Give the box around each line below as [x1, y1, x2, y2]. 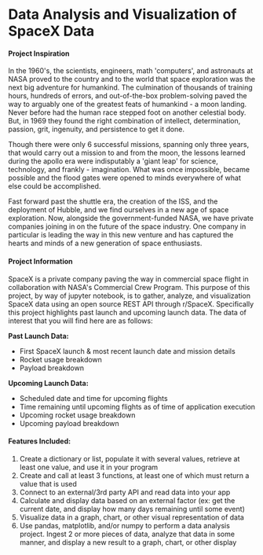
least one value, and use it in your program [19, 462, 159, 472]
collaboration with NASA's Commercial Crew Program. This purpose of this [8, 282, 250, 292]
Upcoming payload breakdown [19, 418, 119, 428]
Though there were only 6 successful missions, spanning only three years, [8, 140, 250, 149]
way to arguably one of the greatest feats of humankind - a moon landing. [8, 100, 247, 109]
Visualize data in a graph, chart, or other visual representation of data [19, 513, 245, 522]
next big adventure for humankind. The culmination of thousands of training [8, 83, 253, 92]
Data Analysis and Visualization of [8, 6, 237, 24]
